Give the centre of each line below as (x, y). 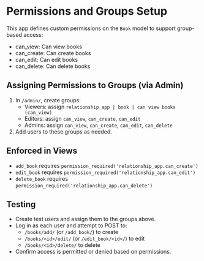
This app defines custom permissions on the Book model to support (91, 28)
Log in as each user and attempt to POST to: (71, 225)
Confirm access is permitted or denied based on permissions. (93, 252)
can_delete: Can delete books (53, 66)
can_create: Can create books (53, 53)
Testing (21, 204)
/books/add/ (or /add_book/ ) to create (71, 232)
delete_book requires (42, 178)
